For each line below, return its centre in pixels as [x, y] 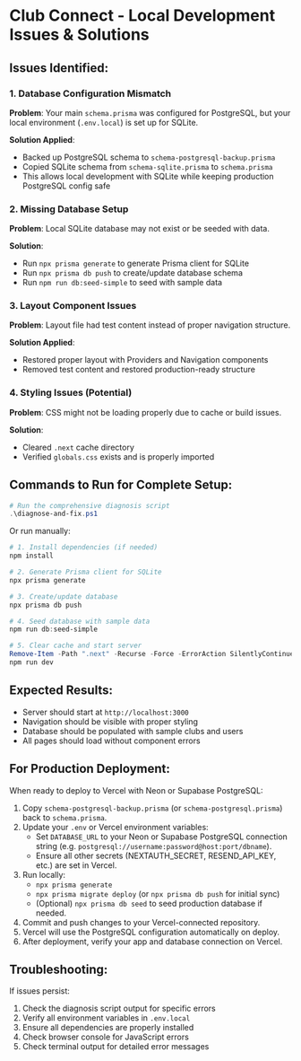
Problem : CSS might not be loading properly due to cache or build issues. [146, 412]
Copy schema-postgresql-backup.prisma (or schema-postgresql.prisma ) [152, 808]
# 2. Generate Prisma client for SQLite [86, 572]
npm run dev [31, 662]
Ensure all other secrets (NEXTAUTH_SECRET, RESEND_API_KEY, [156, 855]
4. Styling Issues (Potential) [71, 393]
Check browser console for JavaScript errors [106, 1037]
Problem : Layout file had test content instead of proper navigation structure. [150, 325]
